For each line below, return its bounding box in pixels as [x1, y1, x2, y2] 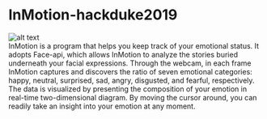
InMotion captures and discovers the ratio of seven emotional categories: [8, 66, 252, 76]
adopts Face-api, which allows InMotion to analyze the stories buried [8, 49, 239, 59]
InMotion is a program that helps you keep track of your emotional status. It [8, 40, 260, 50]
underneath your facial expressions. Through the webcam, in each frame [8, 58, 252, 68]
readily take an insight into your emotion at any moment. [8, 101, 196, 111]
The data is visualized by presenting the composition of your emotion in [8, 83, 248, 94]
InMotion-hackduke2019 [8, 6, 178, 24]
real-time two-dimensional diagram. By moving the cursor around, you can [8, 92, 257, 102]
